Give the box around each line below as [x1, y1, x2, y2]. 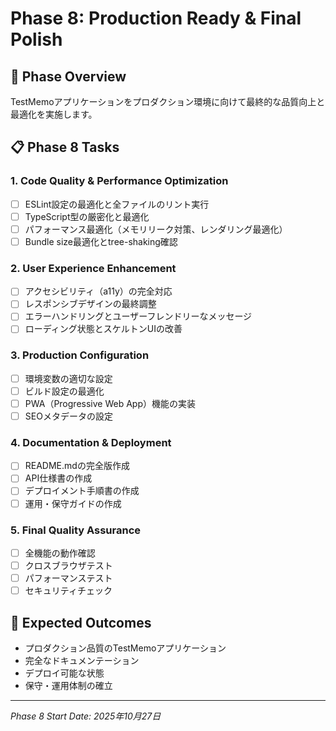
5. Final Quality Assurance [10, 523, 142, 537]
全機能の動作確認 [24, 547, 96, 559]
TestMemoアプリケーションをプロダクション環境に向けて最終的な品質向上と [10, 96, 326, 107]
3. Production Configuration [10, 348, 150, 362]
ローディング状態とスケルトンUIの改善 [24, 323, 183, 335]
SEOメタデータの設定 [24, 410, 113, 422]
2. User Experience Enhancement [10, 261, 177, 275]
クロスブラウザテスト [24, 559, 113, 571]
